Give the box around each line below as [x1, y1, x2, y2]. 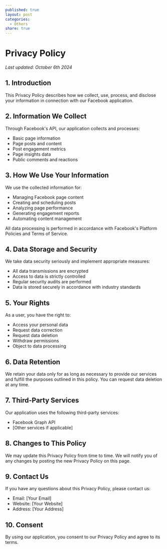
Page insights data [12, 151, 51, 157]
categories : [5, 17, 30, 22]
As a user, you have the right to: [5, 312, 71, 318]
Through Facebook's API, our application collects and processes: [5, 125, 140, 131]
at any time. [5, 381, 30, 387]
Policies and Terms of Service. [5, 231, 69, 237]
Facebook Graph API [12, 419, 56, 425]
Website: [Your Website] [12, 501, 63, 507]
